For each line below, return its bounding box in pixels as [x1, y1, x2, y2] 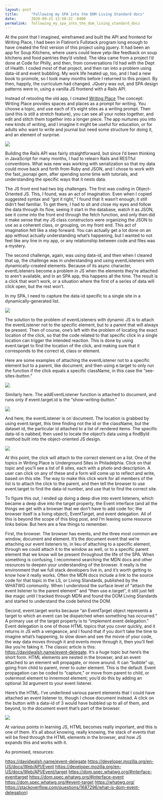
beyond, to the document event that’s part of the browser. [5, 705, 121, 711]
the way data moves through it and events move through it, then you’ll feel [5, 639, 154, 645]
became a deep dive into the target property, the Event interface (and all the [5, 501, 158, 506]
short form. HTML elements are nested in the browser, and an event [5, 654, 141, 660]
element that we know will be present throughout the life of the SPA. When [5, 551, 155, 557]
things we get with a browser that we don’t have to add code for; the [5, 506, 143, 512]
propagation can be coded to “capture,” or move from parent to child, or [5, 670, 149, 676]
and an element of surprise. [5, 132, 61, 138]
